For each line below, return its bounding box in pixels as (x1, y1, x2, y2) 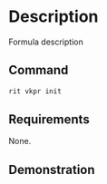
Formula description (8, 36, 83, 47)
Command (8, 63, 69, 78)
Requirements (8, 111, 90, 128)
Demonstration (8, 161, 96, 178)
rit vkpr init (8, 86, 63, 96)
